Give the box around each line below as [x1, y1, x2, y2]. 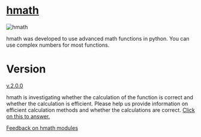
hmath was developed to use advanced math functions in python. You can [6, 35, 190, 42]
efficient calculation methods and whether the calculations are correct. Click [6, 106, 195, 114]
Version [6, 62, 46, 76]
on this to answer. [6, 112, 50, 120]
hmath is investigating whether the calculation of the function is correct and [6, 93, 194, 101]
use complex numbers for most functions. [6, 41, 110, 48]
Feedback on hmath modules [6, 124, 79, 132]
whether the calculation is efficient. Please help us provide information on [6, 100, 188, 107]
